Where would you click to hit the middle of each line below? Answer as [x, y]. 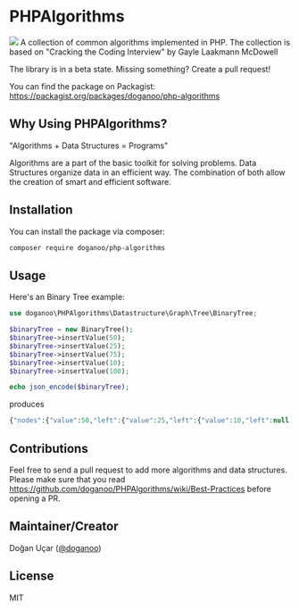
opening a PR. [35, 498]
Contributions [49, 448]
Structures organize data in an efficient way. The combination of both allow [147, 172]
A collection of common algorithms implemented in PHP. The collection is [155, 42]
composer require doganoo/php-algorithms [87, 247]
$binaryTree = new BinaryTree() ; [71, 330]
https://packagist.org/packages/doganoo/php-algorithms [115, 96]
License [32, 577]
